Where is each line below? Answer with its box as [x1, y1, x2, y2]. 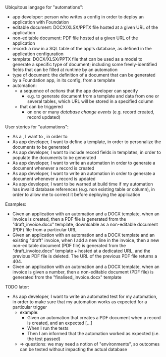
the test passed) [27, 336, 61, 342]
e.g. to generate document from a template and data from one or [27, 93, 160, 99]
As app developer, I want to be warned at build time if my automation [12, 181, 153, 187]
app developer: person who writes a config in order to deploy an [12, 14, 144, 19]
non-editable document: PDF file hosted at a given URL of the [12, 35, 138, 41]
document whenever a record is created [12, 165, 95, 171]
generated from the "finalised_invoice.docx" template [12, 274, 122, 280]
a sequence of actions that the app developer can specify [19, 88, 138, 93]
